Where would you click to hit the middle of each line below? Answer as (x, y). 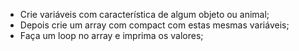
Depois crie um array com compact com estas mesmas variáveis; (154, 25)
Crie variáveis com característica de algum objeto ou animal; (144, 14)
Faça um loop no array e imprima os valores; (111, 35)
